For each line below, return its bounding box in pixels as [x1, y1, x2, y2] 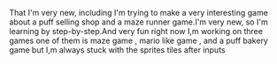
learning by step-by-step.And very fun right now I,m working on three [9, 26, 264, 36]
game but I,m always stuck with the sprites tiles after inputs [9, 45, 226, 55]
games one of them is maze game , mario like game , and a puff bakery [9, 35, 268, 46]
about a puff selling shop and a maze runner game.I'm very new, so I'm [9, 17, 268, 27]
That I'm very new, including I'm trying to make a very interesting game [9, 8, 268, 18]
